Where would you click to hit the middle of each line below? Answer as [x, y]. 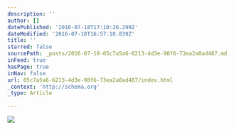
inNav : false [27, 73]
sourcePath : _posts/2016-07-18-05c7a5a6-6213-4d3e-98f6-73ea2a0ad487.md [117, 54]
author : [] [23, 21]
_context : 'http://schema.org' [54, 87]
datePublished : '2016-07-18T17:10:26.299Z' [73, 27]
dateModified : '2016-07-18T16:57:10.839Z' [71, 34]
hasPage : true [28, 67]
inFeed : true [27, 60]
